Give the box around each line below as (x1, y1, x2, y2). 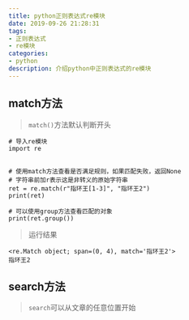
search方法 (8, 279, 67, 293)
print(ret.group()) (8, 214, 75, 223)
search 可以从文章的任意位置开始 (28, 303, 136, 313)
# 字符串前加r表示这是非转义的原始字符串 (8, 176, 128, 184)
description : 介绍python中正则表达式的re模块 (8, 65, 152, 73)
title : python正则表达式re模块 (8, 11, 105, 20)
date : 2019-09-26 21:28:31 (8, 19, 100, 28)
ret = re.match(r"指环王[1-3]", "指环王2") (8, 184, 150, 193)
